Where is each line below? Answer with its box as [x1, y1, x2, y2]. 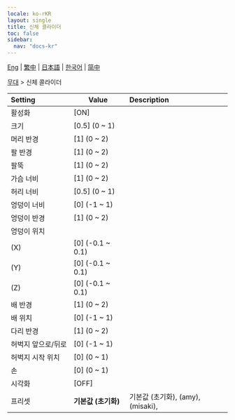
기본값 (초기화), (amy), [129, 392, 201, 402]
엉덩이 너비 [10, 201, 45, 210]
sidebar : [7, 36, 33, 43]
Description [129, 95, 169, 104]
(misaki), [129, 401, 158, 411]
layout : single [7, 17, 52, 24]
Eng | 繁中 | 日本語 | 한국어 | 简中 [7, 63, 101, 71]
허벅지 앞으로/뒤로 [10, 339, 67, 349]
